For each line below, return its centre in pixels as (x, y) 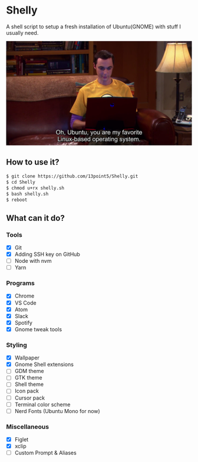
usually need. (22, 32)
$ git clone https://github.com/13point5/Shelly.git (72, 176)
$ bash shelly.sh (27, 194)
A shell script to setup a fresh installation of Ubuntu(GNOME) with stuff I (93, 27)
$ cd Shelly (21, 182)
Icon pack (27, 391)
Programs (21, 283)
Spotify (23, 322)
